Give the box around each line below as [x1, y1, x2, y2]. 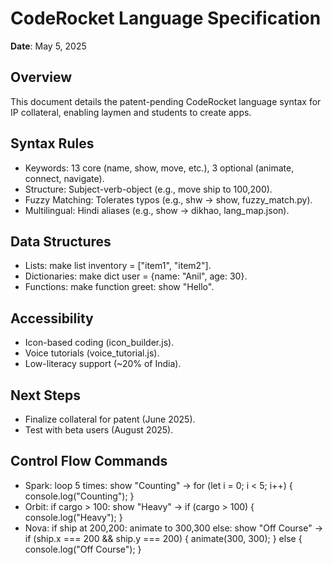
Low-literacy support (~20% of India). [24, 358, 182, 370]
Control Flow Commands [10, 453, 168, 470]
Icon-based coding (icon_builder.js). [24, 337, 175, 349]
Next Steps [10, 387, 81, 404]
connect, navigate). [24, 172, 105, 184]
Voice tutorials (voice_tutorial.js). [24, 347, 160, 359]
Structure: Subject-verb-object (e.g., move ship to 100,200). [24, 183, 273, 195]
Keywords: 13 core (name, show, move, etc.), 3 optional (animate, [24, 162, 295, 174]
